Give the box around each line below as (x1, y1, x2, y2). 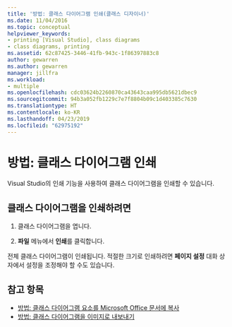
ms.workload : (7, 76, 46, 83)
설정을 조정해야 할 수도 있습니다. (25, 261, 115, 269)
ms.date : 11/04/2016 (7, 17, 68, 24)
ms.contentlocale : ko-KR (7, 109, 80, 116)
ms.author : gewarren (7, 63, 68, 70)
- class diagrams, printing (7, 43, 90, 50)
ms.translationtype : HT (7, 102, 78, 109)
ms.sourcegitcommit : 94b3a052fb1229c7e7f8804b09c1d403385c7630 (7, 96, 197, 103)
